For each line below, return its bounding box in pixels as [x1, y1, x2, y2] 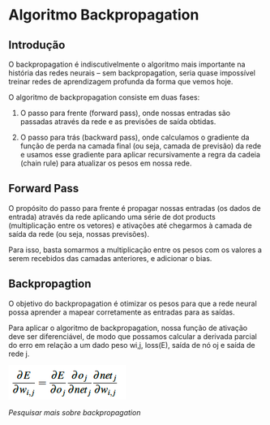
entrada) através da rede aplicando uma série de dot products [8, 212, 216, 221]
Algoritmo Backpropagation [8, 6, 199, 24]
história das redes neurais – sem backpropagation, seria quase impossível [8, 68, 255, 78]
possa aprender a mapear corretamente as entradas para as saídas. [8, 307, 235, 317]
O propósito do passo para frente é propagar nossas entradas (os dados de [8, 203, 261, 212]
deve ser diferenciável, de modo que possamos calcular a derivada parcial [8, 331, 257, 341]
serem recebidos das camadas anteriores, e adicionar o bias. [8, 253, 212, 263]
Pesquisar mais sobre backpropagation [8, 407, 141, 417]
